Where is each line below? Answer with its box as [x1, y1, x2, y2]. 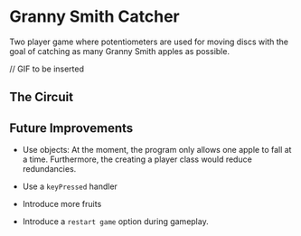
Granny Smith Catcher [9, 6, 180, 27]
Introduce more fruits [22, 199, 102, 210]
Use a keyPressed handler [22, 181, 118, 192]
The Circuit [9, 90, 74, 105]
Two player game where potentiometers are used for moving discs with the [9, 36, 289, 47]
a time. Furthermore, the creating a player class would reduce [22, 154, 253, 165]
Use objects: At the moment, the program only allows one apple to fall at [22, 145, 292, 156]
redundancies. [22, 164, 77, 175]
